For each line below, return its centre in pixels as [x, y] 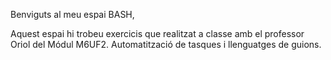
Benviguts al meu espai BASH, [72, 14]
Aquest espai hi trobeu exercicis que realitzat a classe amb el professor [157, 33]
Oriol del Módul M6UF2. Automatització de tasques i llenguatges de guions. [166, 44]
